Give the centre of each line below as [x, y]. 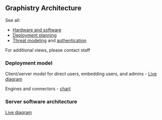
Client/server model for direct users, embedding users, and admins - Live [81, 74]
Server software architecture [41, 102]
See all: [13, 20]
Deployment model [29, 63]
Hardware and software [37, 30]
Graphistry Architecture [43, 8]
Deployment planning [34, 35]
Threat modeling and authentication [49, 40]
